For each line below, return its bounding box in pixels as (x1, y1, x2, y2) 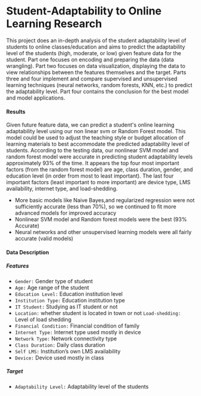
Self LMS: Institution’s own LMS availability (14, 347, 121, 355)
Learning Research (6, 17, 102, 31)
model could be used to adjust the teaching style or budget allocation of (6, 134, 184, 142)
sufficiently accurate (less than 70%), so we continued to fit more (14, 203, 176, 211)
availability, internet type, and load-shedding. (6, 185, 118, 193)
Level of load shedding (14, 316, 72, 323)
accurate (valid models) (14, 235, 74, 242)
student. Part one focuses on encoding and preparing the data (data (6, 56, 175, 63)
